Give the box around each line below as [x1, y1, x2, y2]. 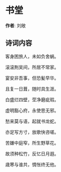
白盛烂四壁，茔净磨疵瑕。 [5, 96, 59, 102]
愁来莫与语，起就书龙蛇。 [5, 118, 59, 124]
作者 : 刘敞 [5, 22, 26, 28]
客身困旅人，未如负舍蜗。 [5, 53, 59, 59]
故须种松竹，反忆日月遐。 [5, 151, 59, 157]
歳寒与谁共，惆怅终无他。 [5, 161, 59, 167]
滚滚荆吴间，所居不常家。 [5, 64, 59, 70]
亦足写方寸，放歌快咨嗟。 [5, 129, 59, 135]
